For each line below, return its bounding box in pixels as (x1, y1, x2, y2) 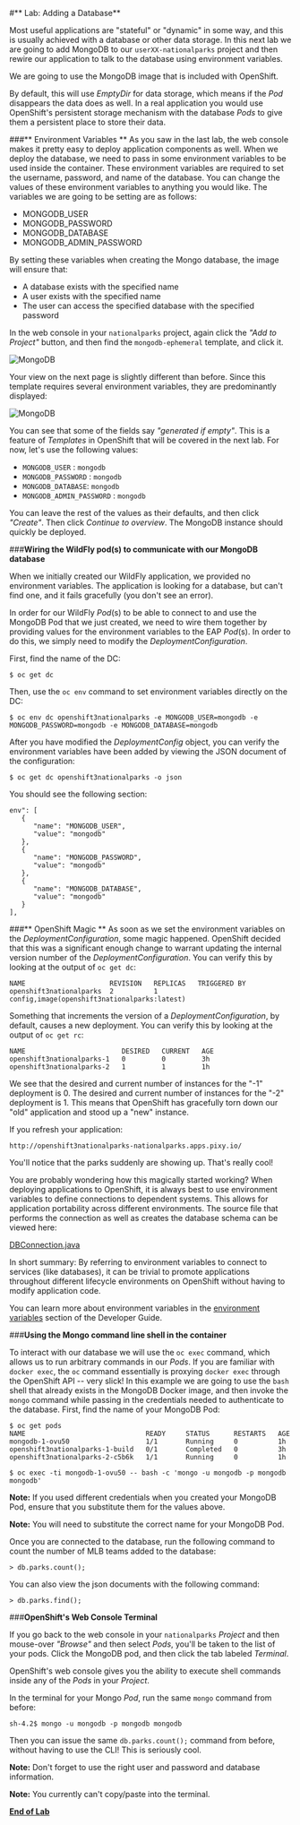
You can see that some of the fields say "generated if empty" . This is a (9, 426, 270, 435)
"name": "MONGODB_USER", (32, 822, 126, 831)
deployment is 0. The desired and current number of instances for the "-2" (9, 1088, 285, 1098)
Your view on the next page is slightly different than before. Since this (9, 372, 266, 382)
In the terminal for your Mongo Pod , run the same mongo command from (9, 1692, 272, 1703)
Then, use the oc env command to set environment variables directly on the (9, 686, 288, 697)
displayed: (9, 391, 47, 401)
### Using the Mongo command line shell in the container (9, 1330, 227, 1340)
